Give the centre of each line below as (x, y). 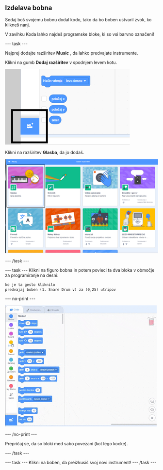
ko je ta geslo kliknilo (30, 285)
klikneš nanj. (17, 25)
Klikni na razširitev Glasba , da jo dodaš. (45, 152)
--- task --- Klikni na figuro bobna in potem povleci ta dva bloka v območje (80, 270)
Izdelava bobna (29, 8)
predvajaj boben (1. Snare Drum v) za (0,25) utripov (61, 290)
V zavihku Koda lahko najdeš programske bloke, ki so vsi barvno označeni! (80, 34)
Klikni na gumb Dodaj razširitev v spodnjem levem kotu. (61, 62)
